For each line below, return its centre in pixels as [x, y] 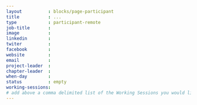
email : [28, 60]
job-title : [28, 28]
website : [28, 55]
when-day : [28, 76]
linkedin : [28, 38]
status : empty [36, 82]
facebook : [28, 50]
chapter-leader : [28, 71]
